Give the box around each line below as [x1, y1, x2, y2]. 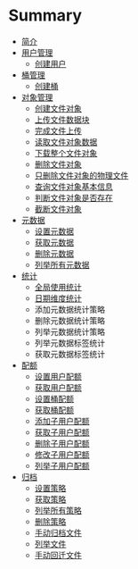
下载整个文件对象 [34, 147, 98, 158]
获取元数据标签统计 [34, 348, 106, 359]
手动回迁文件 [34, 549, 82, 560]
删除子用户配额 [34, 438, 90, 448]
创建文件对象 [34, 103, 82, 113]
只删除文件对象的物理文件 [34, 170, 129, 180]
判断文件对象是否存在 [34, 192, 113, 203]
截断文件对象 [34, 203, 82, 214]
